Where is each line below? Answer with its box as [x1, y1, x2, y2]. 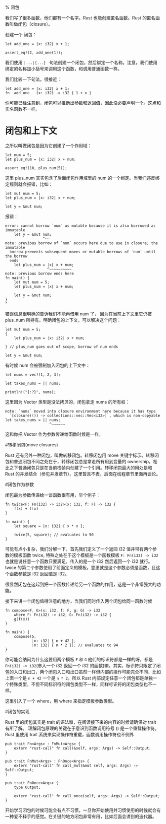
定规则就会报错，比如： [5, 181, 53, 187]
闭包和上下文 [5, 126, 58, 137]
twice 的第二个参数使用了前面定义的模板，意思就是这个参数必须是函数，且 [5, 564, 156, 570]
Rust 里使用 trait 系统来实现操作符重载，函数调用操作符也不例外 [5, 731, 134, 737]
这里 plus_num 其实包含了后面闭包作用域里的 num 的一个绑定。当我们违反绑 [5, 175, 160, 181]
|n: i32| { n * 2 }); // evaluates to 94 [31, 642, 119, 648]
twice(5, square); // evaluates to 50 [14, 532, 94, 537]
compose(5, [14, 634, 37, 639]
